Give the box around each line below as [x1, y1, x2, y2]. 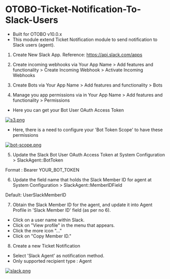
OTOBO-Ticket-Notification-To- [5, 4, 141, 15]
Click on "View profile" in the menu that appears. [12, 222, 115, 228]
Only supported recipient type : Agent [12, 258, 92, 264]
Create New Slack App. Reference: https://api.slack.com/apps [12, 52, 143, 58]
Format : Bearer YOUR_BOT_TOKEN [5, 167, 80, 173]
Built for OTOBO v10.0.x [12, 31, 62, 37]
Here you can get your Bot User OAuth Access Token [12, 107, 124, 113]
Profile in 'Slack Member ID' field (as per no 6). [12, 207, 111, 213]
